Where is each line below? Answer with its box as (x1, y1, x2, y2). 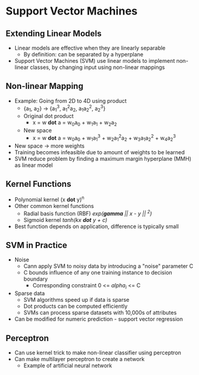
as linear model (14, 161, 53, 169)
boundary (23, 275, 48, 282)
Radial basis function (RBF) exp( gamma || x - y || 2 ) (23, 209, 152, 217)
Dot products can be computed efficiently (23, 302, 128, 310)
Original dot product (23, 112, 74, 120)
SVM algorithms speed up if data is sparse (23, 296, 129, 304)
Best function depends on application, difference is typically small (14, 223, 179, 230)
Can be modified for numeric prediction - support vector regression (14, 316, 183, 323)
